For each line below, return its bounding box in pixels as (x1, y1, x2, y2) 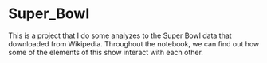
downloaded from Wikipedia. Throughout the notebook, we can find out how (8, 39, 260, 48)
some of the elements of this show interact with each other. (8, 47, 203, 57)
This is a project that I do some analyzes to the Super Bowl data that (8, 31, 233, 40)
